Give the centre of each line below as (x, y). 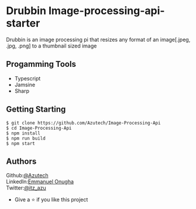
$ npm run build (26, 138)
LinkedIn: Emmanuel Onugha (40, 182)
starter (23, 23)
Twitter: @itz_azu (26, 188)
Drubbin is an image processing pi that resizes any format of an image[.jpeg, (98, 39)
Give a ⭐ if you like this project (51, 200)
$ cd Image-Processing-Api (39, 128)
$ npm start (20, 143)
